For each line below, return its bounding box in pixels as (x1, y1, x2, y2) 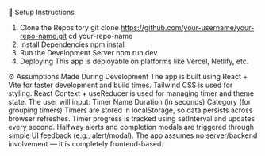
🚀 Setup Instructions (8, 8, 75, 17)
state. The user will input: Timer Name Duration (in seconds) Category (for (8, 97, 252, 106)
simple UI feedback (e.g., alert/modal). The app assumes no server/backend (8, 131, 258, 140)
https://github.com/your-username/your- (120, 23, 255, 32)
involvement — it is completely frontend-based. (8, 139, 164, 148)
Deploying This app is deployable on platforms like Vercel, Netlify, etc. (19, 56, 249, 66)
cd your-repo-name (68, 32, 133, 40)
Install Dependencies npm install (19, 40, 126, 49)
